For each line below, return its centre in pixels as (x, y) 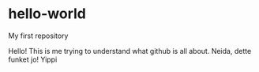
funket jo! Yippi (33, 59)
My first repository (38, 36)
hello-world (47, 14)
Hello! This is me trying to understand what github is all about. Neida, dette (130, 51)
